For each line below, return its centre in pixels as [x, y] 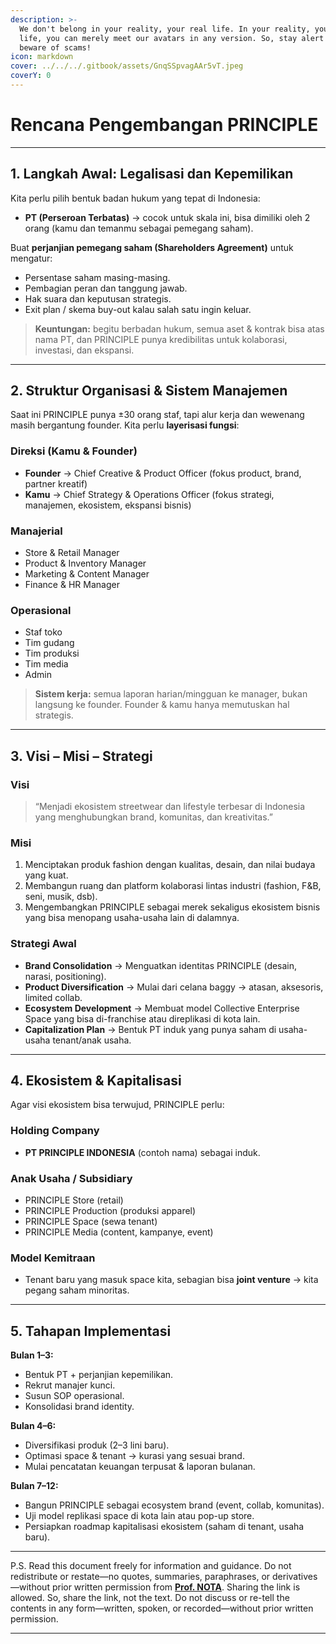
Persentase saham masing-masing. [97, 277]
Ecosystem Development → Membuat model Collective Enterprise [162, 1008]
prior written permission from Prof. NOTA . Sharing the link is [176, 1587]
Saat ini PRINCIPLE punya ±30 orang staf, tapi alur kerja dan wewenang [157, 415]
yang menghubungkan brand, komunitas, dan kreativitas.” [153, 817]
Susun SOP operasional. [74, 1396]
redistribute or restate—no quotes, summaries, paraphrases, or [140, 1577]
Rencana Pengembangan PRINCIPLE [164, 125]
